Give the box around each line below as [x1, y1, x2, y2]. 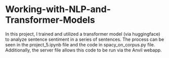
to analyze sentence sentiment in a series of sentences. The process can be [5, 36, 164, 42]
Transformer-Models [5, 14, 95, 26]
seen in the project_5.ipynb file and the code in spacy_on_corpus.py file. [5, 41, 155, 47]
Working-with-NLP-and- [5, 4, 111, 15]
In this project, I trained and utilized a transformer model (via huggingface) [5, 31, 160, 37]
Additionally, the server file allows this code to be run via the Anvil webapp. [5, 47, 162, 53]
